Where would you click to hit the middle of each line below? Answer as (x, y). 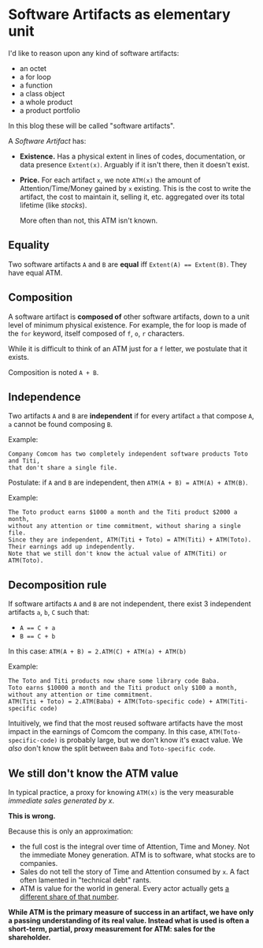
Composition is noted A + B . (54, 372)
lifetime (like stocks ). (53, 205)
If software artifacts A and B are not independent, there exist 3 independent (130, 604)
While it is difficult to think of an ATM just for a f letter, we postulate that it (128, 348)
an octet (33, 68)
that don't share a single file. (63, 468)
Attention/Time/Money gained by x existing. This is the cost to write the (135, 188)
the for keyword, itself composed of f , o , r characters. (96, 333)
